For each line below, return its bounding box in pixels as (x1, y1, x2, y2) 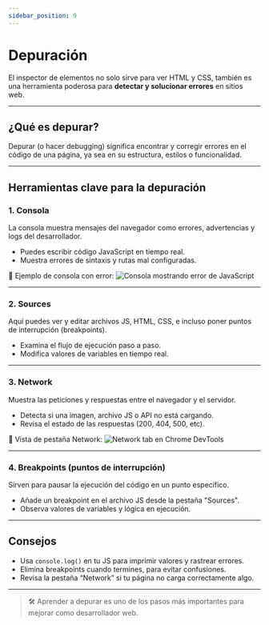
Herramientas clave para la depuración (8, 181, 207, 194)
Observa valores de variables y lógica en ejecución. (19, 503, 191, 513)
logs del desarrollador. (8, 231, 82, 241)
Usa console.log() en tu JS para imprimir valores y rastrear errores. (19, 555, 245, 565)
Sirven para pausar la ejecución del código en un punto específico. (8, 479, 230, 489)
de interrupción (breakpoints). (8, 325, 107, 335)
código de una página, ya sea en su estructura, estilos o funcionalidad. (8, 150, 243, 160)
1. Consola (8, 205, 50, 216)
